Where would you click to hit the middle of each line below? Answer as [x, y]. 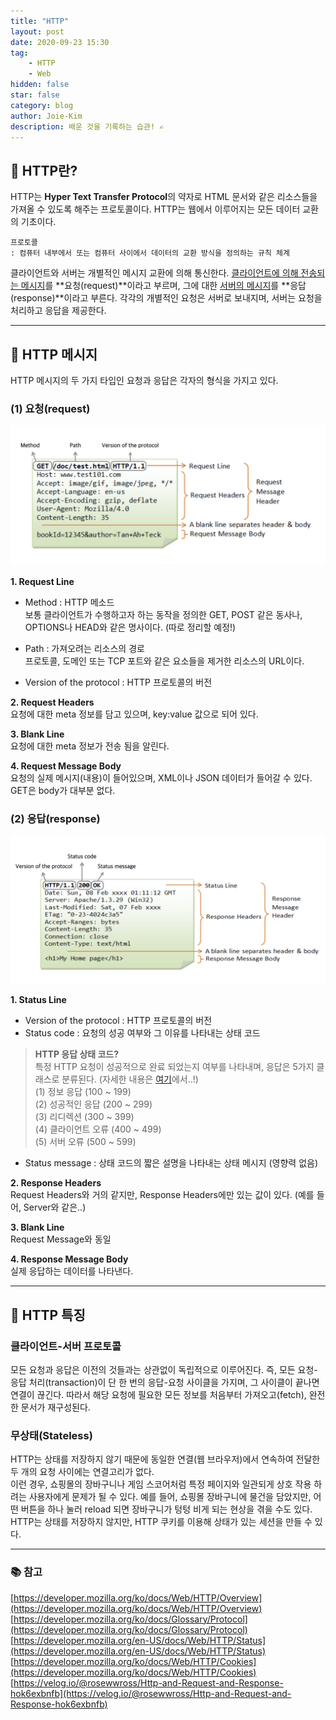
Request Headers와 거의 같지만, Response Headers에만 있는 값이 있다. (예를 [162, 1195]
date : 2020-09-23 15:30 [60, 42]
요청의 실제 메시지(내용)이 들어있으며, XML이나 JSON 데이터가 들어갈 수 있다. [161, 777]
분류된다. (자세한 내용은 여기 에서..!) [130, 1079]
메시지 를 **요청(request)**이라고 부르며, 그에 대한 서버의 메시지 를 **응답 [163, 286]
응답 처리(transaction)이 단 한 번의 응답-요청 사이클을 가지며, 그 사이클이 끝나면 [165, 1382]
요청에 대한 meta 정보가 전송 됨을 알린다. [90, 746]
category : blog [42, 105]
